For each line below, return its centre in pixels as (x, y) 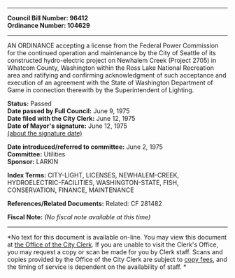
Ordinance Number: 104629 (49, 25)
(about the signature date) (45, 133)
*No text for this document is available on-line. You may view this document (117, 237)
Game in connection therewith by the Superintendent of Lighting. (101, 90)
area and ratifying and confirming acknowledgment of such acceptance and (117, 75)
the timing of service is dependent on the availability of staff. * (97, 267)
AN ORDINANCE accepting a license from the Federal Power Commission (113, 45)
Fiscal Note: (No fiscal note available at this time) (79, 217)
